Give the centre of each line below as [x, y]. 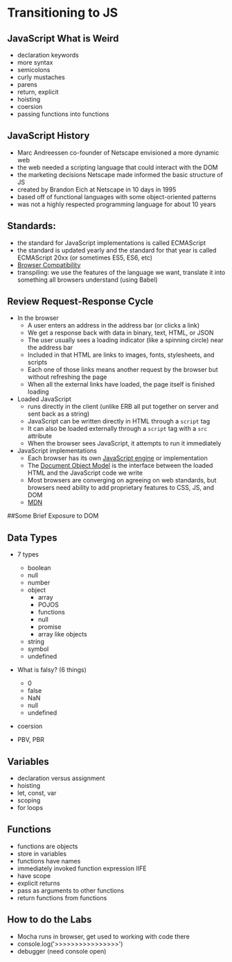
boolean [39, 568]
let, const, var [37, 793]
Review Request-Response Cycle [80, 302]
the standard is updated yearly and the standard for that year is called [117, 250]
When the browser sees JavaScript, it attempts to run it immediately [124, 444]
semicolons [34, 70]
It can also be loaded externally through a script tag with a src [117, 429]
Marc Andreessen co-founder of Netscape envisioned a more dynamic [118, 152]
